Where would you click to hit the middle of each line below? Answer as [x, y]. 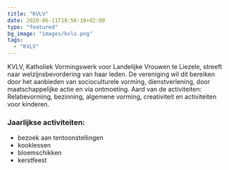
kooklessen [34, 145]
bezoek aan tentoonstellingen [60, 138]
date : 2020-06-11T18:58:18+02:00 [56, 20]
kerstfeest [32, 160]
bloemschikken [39, 153]
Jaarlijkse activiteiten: [47, 122]
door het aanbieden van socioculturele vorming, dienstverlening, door [109, 81]
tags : [15, 40]
